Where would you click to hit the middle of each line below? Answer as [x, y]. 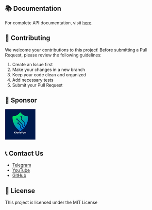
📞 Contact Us [24, 153]
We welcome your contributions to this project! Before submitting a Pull [76, 50]
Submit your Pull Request [37, 85]
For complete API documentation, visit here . [49, 23]
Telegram [22, 165]
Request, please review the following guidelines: [53, 55]
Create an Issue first [32, 64]
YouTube [21, 170]
